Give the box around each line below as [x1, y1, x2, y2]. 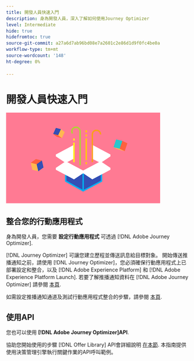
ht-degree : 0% [6, 59, 41, 64]
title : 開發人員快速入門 [6, 9, 59, 15]
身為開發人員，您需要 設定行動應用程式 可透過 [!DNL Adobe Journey [6, 233, 170, 240]
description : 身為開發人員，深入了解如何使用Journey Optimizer [6, 15, 150, 22]
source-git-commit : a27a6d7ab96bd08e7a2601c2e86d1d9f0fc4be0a [6, 40, 160, 46]
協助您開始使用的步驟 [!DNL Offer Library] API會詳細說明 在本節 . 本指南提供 [6, 341, 186, 348]
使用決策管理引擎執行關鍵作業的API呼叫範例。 [6, 349, 117, 356]
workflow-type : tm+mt [6, 47, 59, 53]
